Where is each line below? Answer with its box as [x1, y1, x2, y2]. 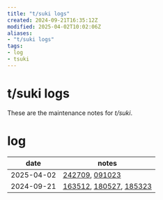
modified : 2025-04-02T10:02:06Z [7, 23, 101, 30]
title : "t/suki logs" [7, 10, 70, 17]
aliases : [7, 29, 33, 37]
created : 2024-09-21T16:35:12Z [7, 17, 98, 24]
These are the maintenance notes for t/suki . [7, 109, 133, 117]
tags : [7, 43, 23, 49]
